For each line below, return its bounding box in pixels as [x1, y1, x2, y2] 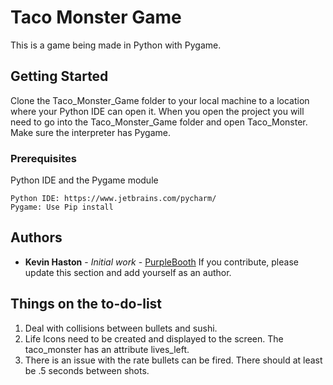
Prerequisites [10, 151, 77, 165]
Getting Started [10, 68, 109, 85]
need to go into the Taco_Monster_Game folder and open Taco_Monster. [10, 116, 308, 128]
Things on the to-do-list [10, 296, 163, 313]
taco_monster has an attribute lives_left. [24, 343, 190, 355]
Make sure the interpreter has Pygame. [10, 126, 171, 138]
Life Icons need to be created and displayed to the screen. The [24, 332, 284, 345]
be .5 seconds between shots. [24, 364, 150, 376]
